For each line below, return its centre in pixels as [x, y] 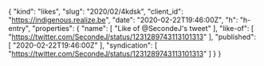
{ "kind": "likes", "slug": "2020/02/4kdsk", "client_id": [96, 12]
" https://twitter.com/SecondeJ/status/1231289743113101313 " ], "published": [132, 37]
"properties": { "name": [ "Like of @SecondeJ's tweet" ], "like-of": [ [143, 28]
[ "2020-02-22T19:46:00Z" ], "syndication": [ [83, 45]
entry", [19, 28]
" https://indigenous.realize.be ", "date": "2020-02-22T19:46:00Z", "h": [123, 20]
